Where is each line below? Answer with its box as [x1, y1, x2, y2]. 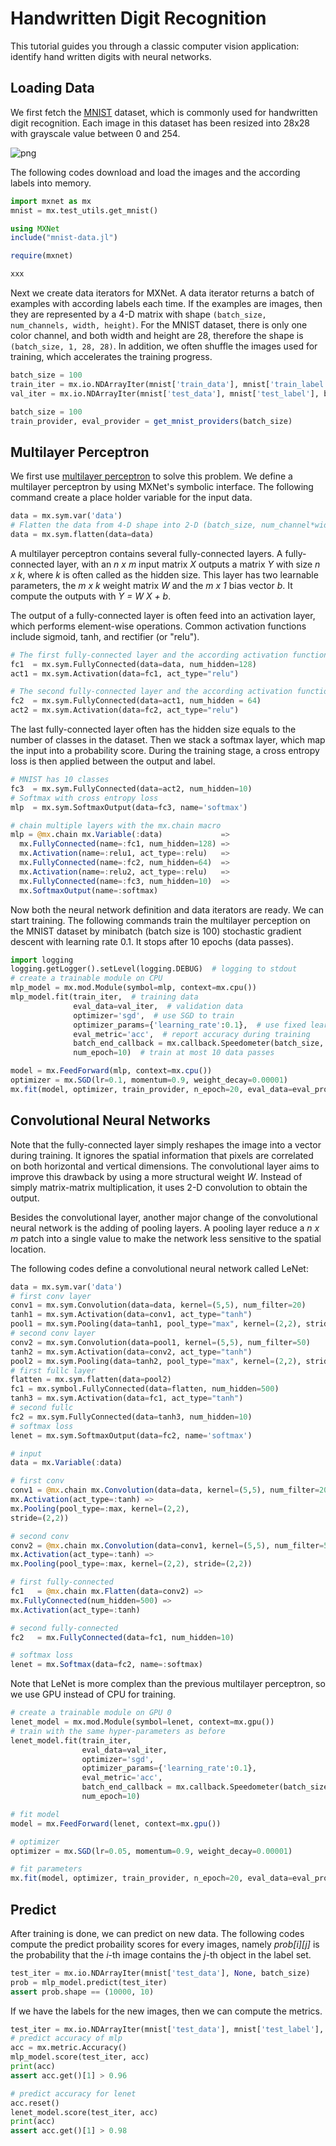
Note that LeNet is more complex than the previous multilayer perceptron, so [10, 1678, 326, 1690]
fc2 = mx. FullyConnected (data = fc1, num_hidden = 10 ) [10, 1632, 235, 1642]
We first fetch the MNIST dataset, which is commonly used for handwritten [10, 106, 318, 118]
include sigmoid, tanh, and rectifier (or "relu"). [10, 630, 200, 642]
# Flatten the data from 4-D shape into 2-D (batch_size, [10, 520, 257, 531]
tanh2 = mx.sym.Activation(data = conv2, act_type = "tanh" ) [10, 1347, 253, 1357]
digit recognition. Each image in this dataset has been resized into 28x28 [10, 117, 311, 129]
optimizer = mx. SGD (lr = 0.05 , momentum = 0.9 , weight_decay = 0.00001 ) [10, 1846, 293, 1856]
